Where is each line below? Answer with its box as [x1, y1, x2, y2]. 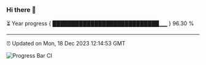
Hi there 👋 [6, 6, 37, 14]
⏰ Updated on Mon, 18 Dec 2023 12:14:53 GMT [6, 40, 126, 47]
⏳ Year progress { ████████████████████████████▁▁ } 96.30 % [6, 20, 194, 27]
